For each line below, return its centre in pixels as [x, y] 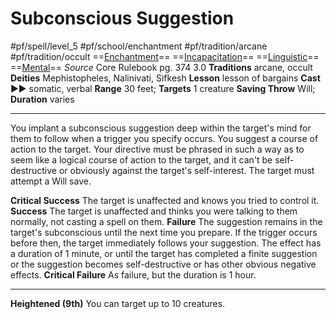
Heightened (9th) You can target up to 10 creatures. [118, 303]
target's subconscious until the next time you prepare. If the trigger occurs [164, 232]
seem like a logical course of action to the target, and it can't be [141, 159]
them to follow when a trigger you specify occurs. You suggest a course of [164, 138]
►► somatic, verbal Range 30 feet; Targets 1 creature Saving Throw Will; [163, 88]
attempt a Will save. [51, 181]
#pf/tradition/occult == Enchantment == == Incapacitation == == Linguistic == [165, 56]
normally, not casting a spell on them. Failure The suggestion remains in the [166, 221]
